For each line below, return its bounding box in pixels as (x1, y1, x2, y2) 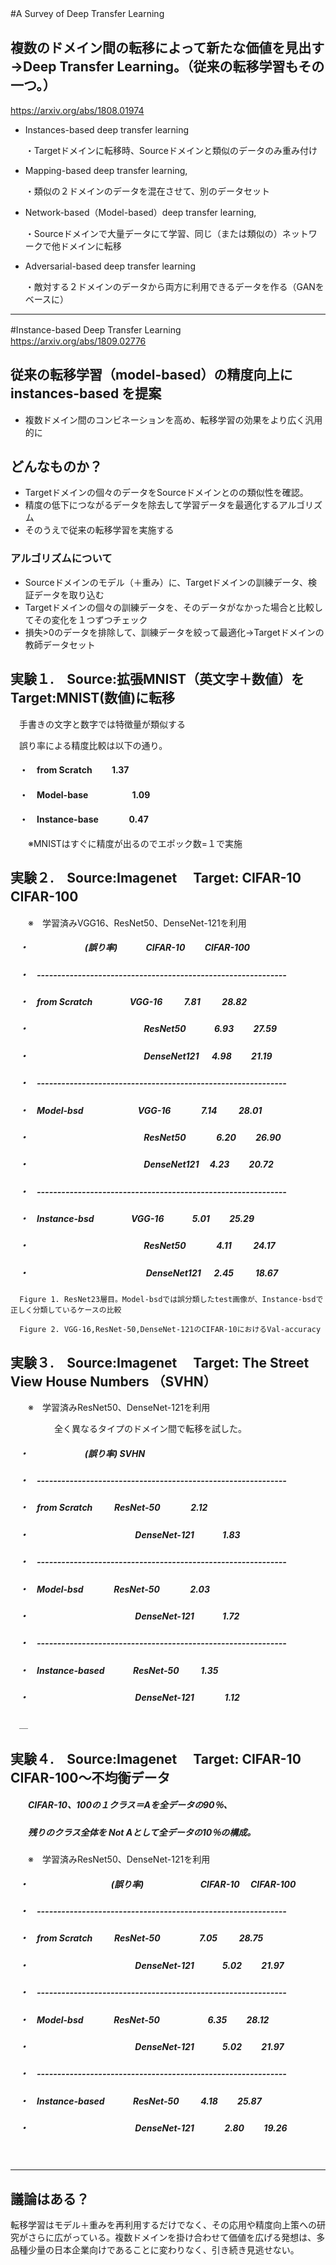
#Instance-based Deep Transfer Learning (10, 323, 182, 336)
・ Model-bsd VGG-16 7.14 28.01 (18, 1104, 263, 1116)
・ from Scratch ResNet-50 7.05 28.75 (18, 1932, 264, 1944)
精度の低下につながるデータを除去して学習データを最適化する (24, 499, 280, 511)
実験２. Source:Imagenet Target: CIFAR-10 (10, 870, 302, 887)
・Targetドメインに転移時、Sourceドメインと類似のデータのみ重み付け (24, 144, 318, 156)
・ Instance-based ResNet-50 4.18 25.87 (18, 2095, 262, 2107)
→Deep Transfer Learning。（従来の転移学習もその (10, 58, 325, 76)
